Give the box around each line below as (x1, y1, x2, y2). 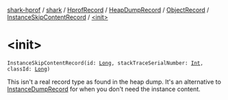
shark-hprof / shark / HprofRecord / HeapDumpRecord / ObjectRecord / (7, 6, 210, 14)
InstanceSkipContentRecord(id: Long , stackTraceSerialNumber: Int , (7, 60, 204, 66)
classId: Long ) (7, 65, 51, 73)
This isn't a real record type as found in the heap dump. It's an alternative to (7, 77, 221, 86)
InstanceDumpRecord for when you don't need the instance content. (7, 85, 201, 93)
